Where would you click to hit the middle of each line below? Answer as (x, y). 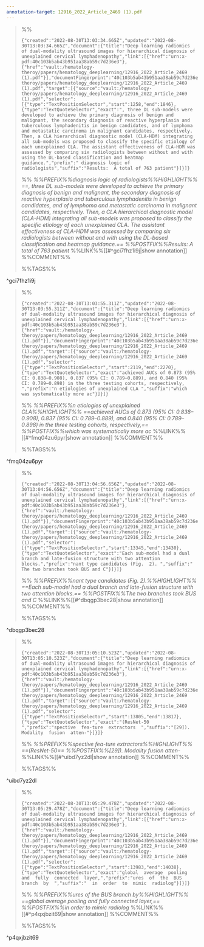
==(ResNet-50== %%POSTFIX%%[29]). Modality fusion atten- (101, 750)
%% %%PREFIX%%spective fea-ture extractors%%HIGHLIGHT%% (107, 744)
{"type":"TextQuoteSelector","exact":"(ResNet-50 (85, 722)
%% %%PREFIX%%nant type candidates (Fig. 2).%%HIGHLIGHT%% (109, 580)
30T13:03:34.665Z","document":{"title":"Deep (80, 46)
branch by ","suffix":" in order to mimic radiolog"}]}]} (105, 883)
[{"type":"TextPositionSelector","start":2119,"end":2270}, (99, 367)
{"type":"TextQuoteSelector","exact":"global (80, 872)
